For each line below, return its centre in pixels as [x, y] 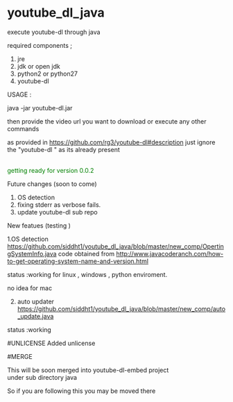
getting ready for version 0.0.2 [51, 170]
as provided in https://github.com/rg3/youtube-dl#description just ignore [111, 142]
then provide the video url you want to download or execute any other [107, 121]
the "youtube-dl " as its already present [63, 149]
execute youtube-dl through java [54, 32]
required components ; [40, 45]
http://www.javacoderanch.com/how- [170, 253]
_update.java [35, 316]
